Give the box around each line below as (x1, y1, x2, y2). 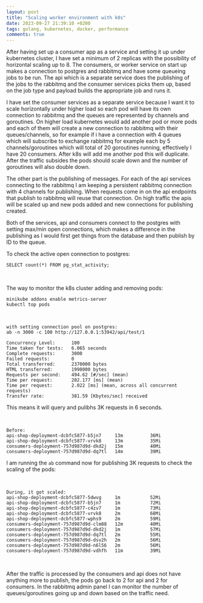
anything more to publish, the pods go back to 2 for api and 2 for (6, 577, 168, 584)
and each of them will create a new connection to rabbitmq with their (6, 125, 179, 132)
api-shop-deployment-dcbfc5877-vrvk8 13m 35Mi (6, 438, 162, 444)
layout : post (6, 9, 39, 15)
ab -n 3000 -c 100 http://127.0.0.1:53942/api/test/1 (6, 329, 145, 336)
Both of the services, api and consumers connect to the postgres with (6, 219, 181, 227)
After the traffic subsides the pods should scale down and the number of (6, 157, 188, 164)
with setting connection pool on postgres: (6, 324, 118, 330)
